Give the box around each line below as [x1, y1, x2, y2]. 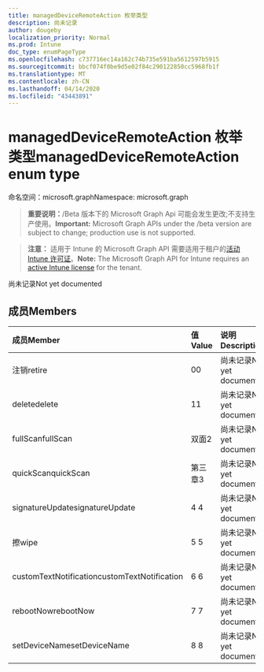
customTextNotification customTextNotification [12, 571, 183, 581]
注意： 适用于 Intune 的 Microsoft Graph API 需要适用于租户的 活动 [27, 244, 241, 254]
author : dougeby [8, 26, 61, 34]
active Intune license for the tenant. [27, 263, 143, 273]
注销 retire [12, 365, 48, 375]
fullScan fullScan [12, 433, 73, 444]
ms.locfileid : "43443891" [8, 92, 93, 100]
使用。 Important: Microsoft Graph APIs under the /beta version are [34, 219, 252, 228]
